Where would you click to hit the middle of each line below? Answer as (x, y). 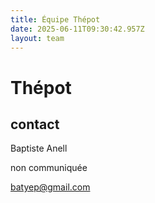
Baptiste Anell (39, 148)
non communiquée (49, 168)
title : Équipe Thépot (55, 19)
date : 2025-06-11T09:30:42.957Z (77, 29)
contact (35, 124)
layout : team (37, 38)
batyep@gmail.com (50, 187)
